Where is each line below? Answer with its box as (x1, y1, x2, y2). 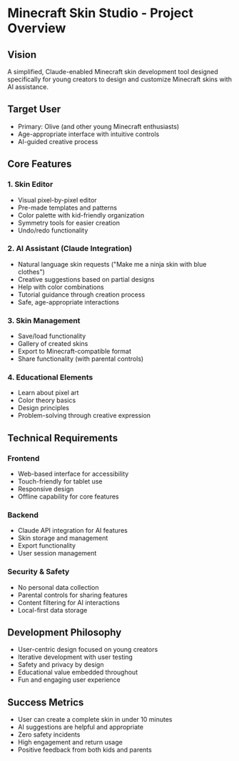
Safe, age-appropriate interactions (17, 297, 120, 306)
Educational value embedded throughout (17, 668, 138, 677)
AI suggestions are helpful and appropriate (17, 722, 144, 732)
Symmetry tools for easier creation (17, 218, 120, 227)
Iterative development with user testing (17, 653, 133, 661)
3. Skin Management (7, 315, 81, 325)
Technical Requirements (7, 431, 118, 444)
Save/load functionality (17, 332, 86, 340)
